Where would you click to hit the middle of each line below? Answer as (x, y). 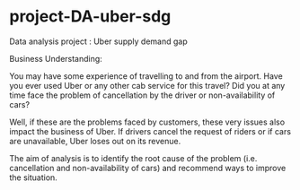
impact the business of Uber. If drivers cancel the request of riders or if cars (150, 131)
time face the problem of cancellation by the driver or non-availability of (142, 95)
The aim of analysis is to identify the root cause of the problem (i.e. (133, 158)
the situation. (34, 177)
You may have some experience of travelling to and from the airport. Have (146, 76)
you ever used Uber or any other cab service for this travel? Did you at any (147, 85)
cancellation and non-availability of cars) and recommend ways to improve (148, 168)
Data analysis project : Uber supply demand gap (98, 41)
